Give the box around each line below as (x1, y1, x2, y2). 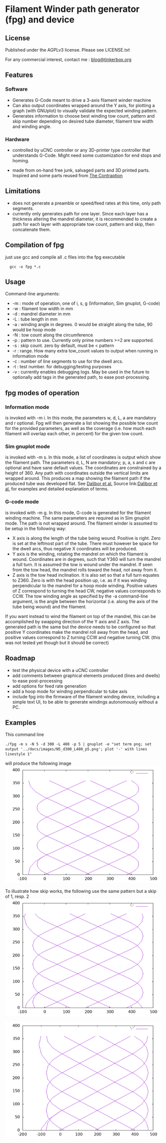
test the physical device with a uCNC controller (12, 667, 109, 673)
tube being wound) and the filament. (12, 604, 87, 609)
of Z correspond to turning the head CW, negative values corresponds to (12, 588, 161, 594)
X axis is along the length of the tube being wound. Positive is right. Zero (12, 535, 161, 541)
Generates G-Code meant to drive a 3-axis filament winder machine (12, 97, 151, 103)
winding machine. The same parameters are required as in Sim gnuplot (5, 515, 150, 521)
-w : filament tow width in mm (12, 306, 73, 312)
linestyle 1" (5, 752, 32, 757)
